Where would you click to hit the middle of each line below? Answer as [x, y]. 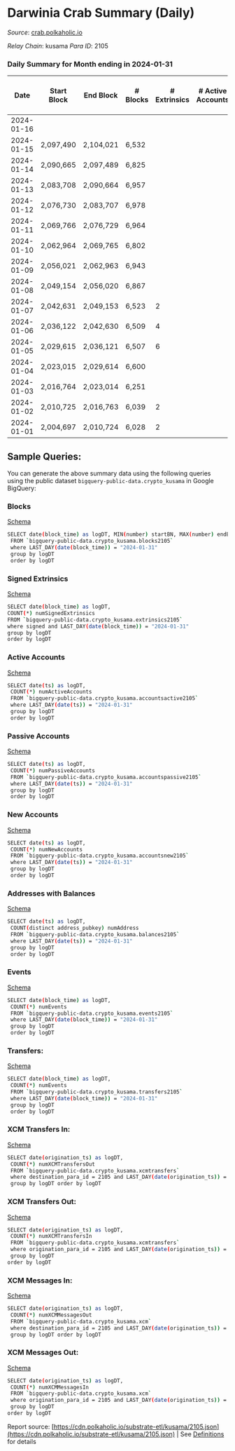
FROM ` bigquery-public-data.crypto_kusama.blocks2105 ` [92, 541]
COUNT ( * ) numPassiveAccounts [53, 770]
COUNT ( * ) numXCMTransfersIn [51, 1236]
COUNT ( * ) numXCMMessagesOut [51, 1315]
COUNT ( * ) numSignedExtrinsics [51, 613]
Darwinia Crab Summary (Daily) [101, 13]
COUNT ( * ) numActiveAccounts [51, 692]
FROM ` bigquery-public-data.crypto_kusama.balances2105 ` [95, 934]
